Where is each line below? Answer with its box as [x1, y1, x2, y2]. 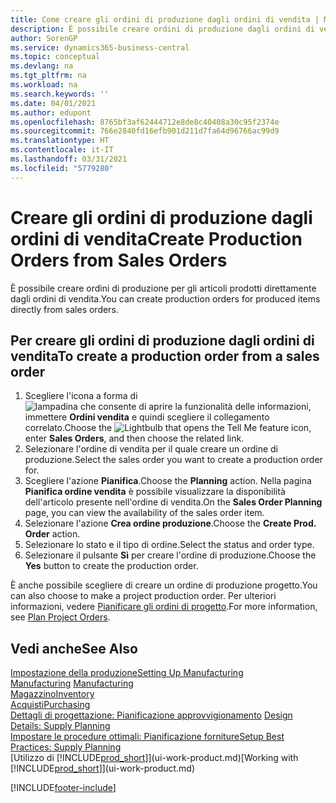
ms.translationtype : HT [10, 136, 110, 146]
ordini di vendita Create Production [10, 227, 303, 250]
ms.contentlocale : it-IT [10, 145, 114, 155]
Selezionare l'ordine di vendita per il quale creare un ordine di [24, 443, 278, 455]
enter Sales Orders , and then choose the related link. [24, 432, 245, 445]
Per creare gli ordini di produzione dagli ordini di [10, 332, 315, 349]
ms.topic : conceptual [10, 52, 101, 62]
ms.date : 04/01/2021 [10, 98, 97, 108]
